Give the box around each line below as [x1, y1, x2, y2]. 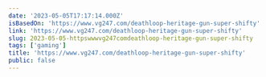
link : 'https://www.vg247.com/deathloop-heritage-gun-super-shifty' [8, 26, 243, 34]
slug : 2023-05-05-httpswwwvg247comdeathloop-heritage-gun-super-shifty [8, 34, 253, 43]
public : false [8, 57, 56, 65]
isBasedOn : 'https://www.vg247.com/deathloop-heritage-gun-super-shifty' [8, 19, 261, 27]
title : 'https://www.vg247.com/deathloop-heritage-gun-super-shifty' [8, 49, 247, 57]
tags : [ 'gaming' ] [8, 42, 67, 50]
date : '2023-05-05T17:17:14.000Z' [8, 11, 125, 20]
